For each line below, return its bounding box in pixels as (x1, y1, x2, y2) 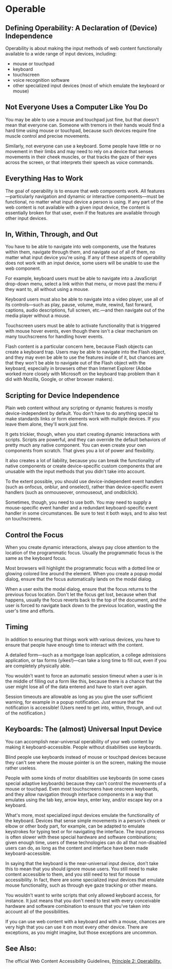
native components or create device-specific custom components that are (5, 463, 163, 469)
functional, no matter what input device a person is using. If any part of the (5, 198, 163, 205)
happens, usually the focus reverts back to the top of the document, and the (5, 597, 167, 603)
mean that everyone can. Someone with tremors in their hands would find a (5, 122, 165, 128)
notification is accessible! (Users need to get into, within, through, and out (5, 704, 162, 710)
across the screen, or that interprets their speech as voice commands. (5, 159, 154, 165)
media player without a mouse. (5, 313, 70, 319)
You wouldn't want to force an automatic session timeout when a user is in (5, 672, 163, 679)
